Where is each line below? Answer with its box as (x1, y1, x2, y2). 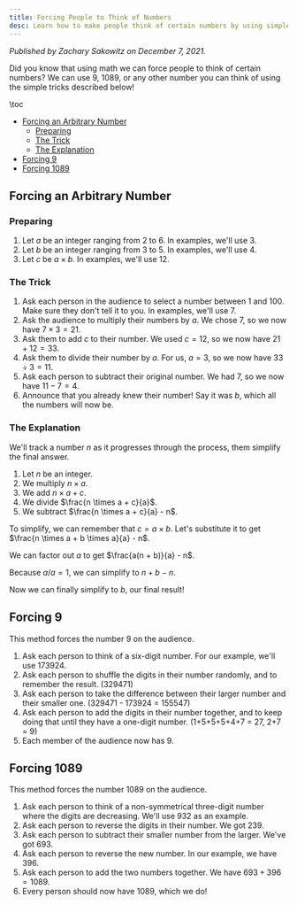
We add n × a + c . (21, 487, 87, 498)
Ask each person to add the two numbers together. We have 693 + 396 (21, 867, 282, 878)
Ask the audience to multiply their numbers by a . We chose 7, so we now (21, 315, 287, 326)
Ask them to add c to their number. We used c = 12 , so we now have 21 (21, 334, 281, 344)
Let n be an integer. (21, 468, 93, 479)
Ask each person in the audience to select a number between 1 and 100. (21, 296, 285, 306)
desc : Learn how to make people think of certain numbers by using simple (9, 21, 291, 30)
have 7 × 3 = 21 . (21, 324, 81, 335)
